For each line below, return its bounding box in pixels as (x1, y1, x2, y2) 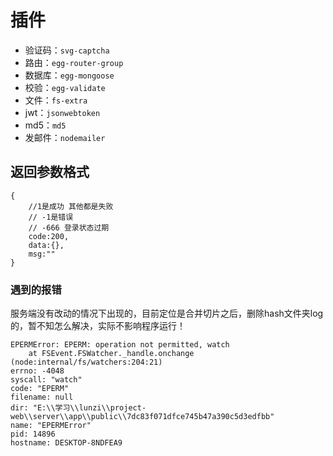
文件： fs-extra (24, 94, 88, 106)
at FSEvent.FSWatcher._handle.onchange (28, 349, 195, 359)
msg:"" (28, 249, 56, 259)
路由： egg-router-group (24, 56, 124, 68)
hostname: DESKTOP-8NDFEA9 (10, 438, 123, 448)
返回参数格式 (10, 164, 90, 181)
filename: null (10, 392, 74, 403)
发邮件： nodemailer (24, 131, 106, 143)
